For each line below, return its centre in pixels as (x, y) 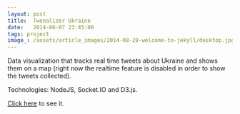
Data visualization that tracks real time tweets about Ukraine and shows (112, 61)
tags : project (29, 34)
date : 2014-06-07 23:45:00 (51, 27)
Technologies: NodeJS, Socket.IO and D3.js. (72, 90)
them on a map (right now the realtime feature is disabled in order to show (116, 68)
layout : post (27, 14)
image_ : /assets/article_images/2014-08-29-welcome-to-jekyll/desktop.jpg (121, 41)
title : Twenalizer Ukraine (49, 21)
